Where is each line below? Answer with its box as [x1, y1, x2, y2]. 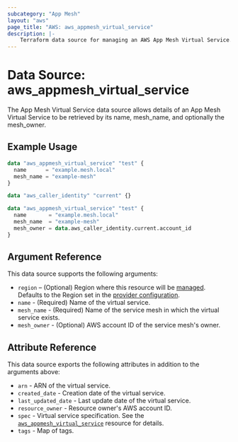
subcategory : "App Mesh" [7, 10, 81, 18]
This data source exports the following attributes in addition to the [7, 360, 200, 368]
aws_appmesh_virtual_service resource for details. [17, 419, 164, 428]
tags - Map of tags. [17, 426, 74, 435]
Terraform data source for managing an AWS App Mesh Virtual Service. [20, 37, 233, 44]
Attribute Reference [7, 341, 97, 354]
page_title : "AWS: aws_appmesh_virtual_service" [7, 23, 154, 30]
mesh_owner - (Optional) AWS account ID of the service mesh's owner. [17, 321, 221, 330]
